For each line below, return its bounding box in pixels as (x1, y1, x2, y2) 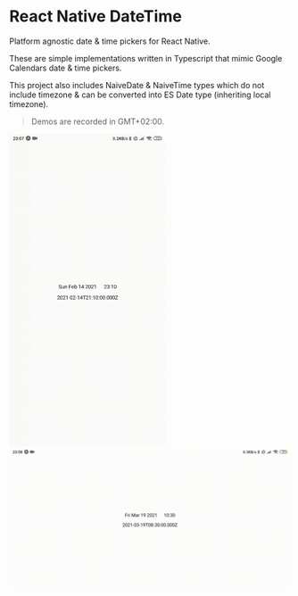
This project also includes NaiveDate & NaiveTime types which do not (9, 79, 265, 90)
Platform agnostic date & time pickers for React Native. (9, 36, 211, 46)
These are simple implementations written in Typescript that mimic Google (9, 53, 283, 63)
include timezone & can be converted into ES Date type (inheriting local (9, 89, 271, 100)
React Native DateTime (9, 6, 183, 27)
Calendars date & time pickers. (9, 62, 122, 73)
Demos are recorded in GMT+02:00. (30, 116, 165, 127)
